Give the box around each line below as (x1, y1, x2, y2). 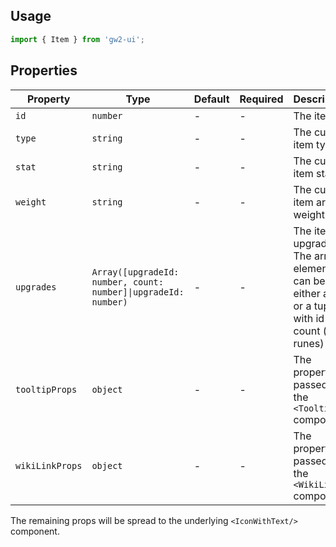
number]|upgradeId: (91, 286, 185, 298)
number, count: (91, 276, 164, 288)
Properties (10, 62, 78, 79)
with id (293, 311, 325, 325)
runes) (293, 336, 325, 350)
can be (293, 274, 326, 288)
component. (10, 525, 60, 537)
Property (26, 92, 71, 106)
